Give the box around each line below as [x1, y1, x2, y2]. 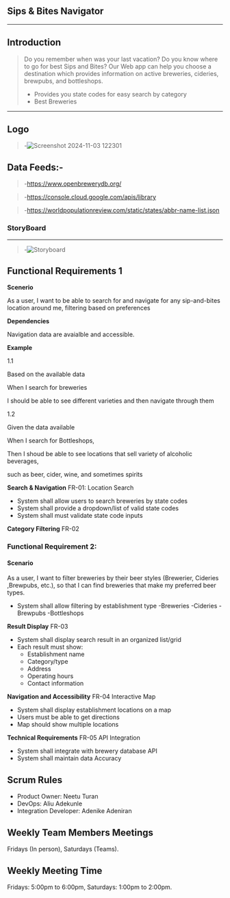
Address [27, 664, 51, 673]
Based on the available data [7, 370, 86, 379]
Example [7, 344, 33, 352]
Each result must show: [16, 643, 84, 651]
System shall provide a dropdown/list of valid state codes [16, 504, 179, 512]
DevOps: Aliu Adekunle [16, 799, 83, 808]
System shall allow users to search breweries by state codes [16, 497, 188, 506]
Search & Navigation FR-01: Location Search [7, 484, 134, 492]
